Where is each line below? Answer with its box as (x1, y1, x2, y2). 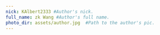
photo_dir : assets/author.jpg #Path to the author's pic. (5, 20, 155, 26)
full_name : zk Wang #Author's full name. (5, 14, 110, 20)
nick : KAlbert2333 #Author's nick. (5, 8, 94, 15)
